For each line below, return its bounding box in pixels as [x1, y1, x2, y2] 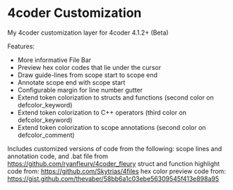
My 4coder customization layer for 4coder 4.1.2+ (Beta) [7, 28, 169, 37]
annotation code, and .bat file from [7, 152, 108, 160]
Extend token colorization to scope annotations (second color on [17, 123, 206, 131]
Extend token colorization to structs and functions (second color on [17, 93, 214, 102]
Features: [7, 42, 35, 50]
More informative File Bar [17, 55, 92, 64]
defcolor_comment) [17, 131, 76, 139]
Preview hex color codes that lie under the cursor [17, 63, 161, 71]
